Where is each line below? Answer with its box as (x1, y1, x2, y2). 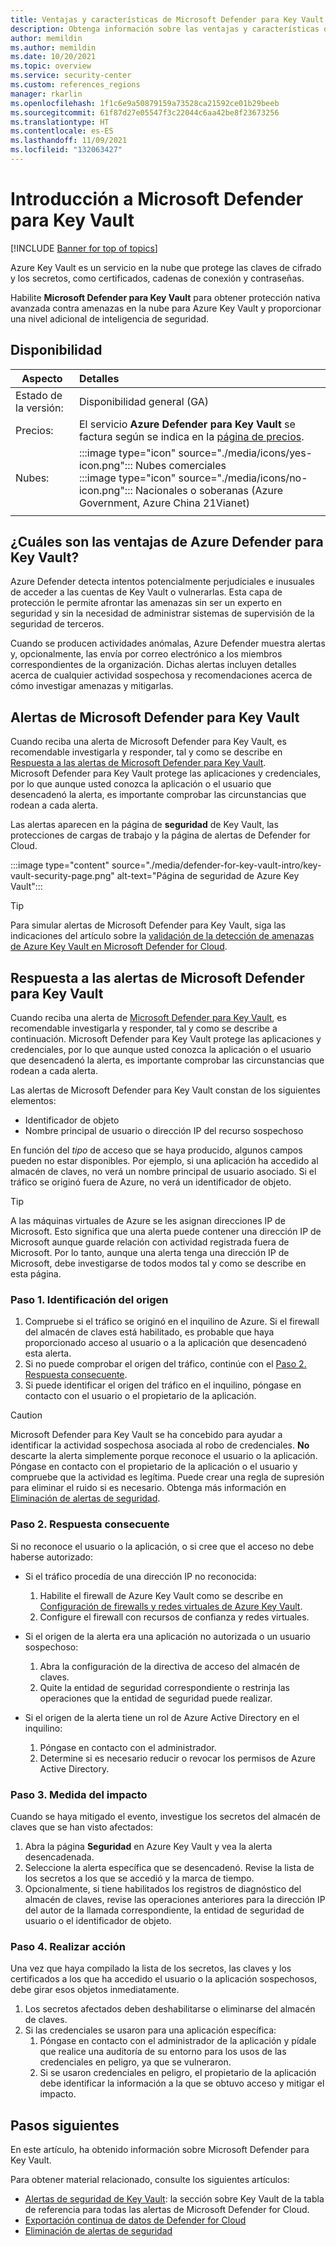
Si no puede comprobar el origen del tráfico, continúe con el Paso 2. (24, 1358, 307, 1370)
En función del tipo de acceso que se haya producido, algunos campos (10, 1144, 303, 1156)
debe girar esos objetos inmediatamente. (10, 1984, 180, 1996)
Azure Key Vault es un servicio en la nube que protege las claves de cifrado (10, 261, 322, 273)
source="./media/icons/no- (178, 471, 308, 485)
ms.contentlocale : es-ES (10, 126, 114, 136)
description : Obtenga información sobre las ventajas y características (10, 24, 320, 34)
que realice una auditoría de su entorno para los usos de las (39, 2046, 287, 2058)
